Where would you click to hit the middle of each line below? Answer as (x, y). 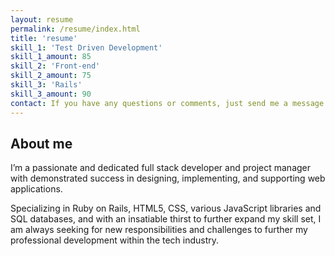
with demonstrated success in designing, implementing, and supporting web (168, 178)
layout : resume (42, 19)
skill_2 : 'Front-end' (55, 66)
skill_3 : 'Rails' (46, 85)
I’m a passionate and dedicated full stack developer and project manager (161, 168)
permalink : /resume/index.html (75, 29)
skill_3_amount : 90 (51, 94)
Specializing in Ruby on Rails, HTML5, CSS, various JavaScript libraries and (166, 208)
